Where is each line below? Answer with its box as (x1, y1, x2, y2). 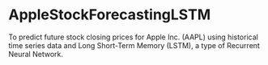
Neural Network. (8, 49, 63, 59)
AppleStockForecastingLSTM (8, 6, 211, 24)
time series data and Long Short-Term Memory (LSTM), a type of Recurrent (8, 40, 261, 50)
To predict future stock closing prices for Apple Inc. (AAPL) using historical (8, 32, 259, 42)
